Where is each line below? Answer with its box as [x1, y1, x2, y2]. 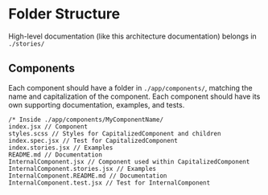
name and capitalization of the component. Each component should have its [8, 91, 261, 101]
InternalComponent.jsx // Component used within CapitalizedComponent [8, 157, 250, 165]
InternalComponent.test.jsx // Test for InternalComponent [8, 178, 211, 187]
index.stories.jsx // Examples [8, 144, 113, 152]
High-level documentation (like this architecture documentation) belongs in [8, 31, 258, 41]
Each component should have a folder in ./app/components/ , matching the [8, 83, 253, 92]
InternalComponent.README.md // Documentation [8, 172, 167, 180]
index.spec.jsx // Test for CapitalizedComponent [8, 136, 179, 144]
